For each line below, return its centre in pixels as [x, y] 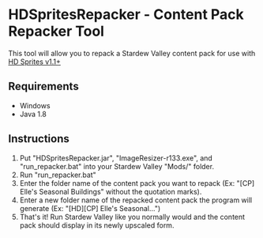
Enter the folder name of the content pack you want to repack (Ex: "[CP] [137, 183]
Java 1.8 [33, 114]
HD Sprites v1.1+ [35, 62]
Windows [35, 105]
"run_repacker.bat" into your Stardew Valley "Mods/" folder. [117, 166]
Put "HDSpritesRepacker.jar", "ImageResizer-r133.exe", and [116, 158]
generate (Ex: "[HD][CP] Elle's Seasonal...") [90, 208]
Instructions [39, 139]
